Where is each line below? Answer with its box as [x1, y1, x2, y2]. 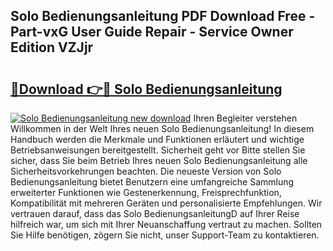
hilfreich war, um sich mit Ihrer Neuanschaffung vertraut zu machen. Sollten [10, 219, 323, 230]
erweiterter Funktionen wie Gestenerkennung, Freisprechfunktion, [10, 187, 282, 198]
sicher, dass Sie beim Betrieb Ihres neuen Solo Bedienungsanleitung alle [10, 155, 308, 166]
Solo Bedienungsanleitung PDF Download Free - [10, 8, 316, 25]
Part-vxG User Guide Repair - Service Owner [10, 24, 294, 41]
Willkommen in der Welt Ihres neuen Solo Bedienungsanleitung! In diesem [10, 123, 315, 134]
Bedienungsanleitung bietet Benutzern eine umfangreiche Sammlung [10, 176, 295, 188]
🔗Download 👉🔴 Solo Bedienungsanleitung [10, 80, 283, 98]
